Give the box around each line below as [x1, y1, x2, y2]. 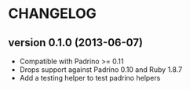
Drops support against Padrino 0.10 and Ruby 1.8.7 [19, 65, 183, 74]
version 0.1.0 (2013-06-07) [8, 36, 144, 49]
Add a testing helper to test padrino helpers [19, 74, 161, 82]
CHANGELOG [8, 5, 97, 23]
